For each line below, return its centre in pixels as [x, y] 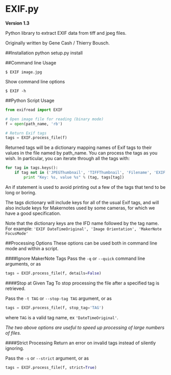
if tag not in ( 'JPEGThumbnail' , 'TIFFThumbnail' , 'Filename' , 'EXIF [90, 173]
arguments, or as [23, 263]
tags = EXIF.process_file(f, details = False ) [53, 273]
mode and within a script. [32, 248]
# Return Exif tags [26, 133]
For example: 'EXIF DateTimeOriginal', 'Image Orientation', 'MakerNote [83, 229]
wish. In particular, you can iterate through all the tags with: [68, 159]
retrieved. [15, 288]
